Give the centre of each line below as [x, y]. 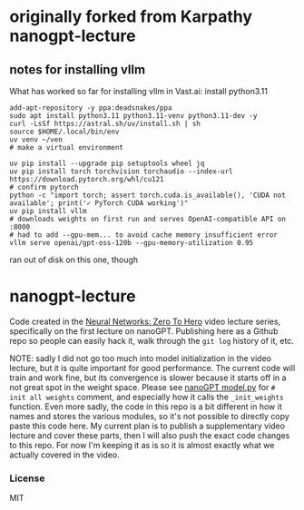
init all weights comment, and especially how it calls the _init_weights [147, 397]
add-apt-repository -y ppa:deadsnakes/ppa [91, 108]
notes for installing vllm [78, 69]
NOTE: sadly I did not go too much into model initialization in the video [141, 358]
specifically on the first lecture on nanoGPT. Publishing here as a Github [144, 331]
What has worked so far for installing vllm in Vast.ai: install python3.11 [138, 91]
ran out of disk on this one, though [74, 260]
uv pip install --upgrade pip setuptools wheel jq [107, 163]
